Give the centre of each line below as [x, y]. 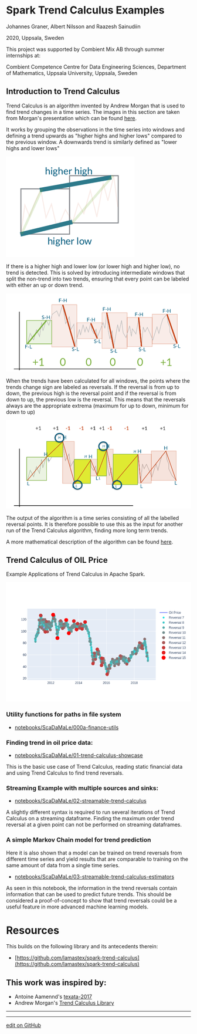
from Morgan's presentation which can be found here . [71, 118]
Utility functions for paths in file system [64, 715]
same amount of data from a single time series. [63, 865]
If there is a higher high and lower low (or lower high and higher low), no [93, 266]
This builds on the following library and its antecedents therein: [82, 947]
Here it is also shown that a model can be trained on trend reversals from [94, 853]
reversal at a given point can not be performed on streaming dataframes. [94, 825]
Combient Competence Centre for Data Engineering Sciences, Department [96, 67]
